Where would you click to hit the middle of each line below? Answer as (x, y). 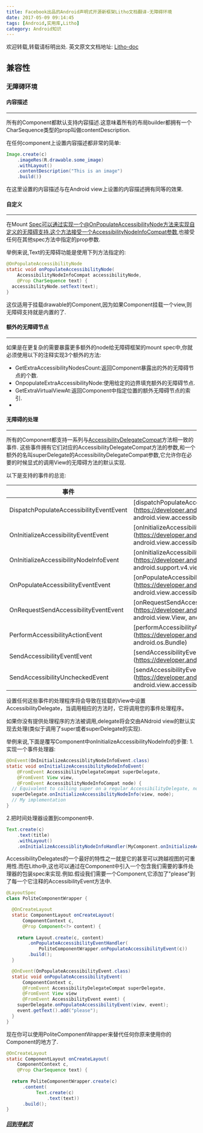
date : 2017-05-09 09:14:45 (40, 18)
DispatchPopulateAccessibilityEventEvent (69, 510)
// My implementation (39, 800)
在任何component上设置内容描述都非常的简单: (63, 142)
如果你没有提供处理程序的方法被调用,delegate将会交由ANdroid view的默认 (98, 721)
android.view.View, (160, 617)
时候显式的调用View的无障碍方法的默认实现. (71, 462)
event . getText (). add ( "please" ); (58, 1011)
